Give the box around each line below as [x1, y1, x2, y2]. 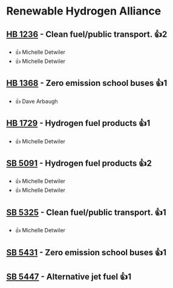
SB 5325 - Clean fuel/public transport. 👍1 [6, 207, 166, 217]
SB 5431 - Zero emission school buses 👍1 [6, 247, 167, 258]
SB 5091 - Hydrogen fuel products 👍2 [6, 159, 152, 169]
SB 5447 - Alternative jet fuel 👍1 [6, 272, 132, 282]
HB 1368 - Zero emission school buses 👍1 [6, 78, 168, 88]
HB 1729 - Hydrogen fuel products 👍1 [6, 118, 151, 128]
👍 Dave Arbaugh [15, 97, 59, 105]
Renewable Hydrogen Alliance [6, 4, 162, 18]
